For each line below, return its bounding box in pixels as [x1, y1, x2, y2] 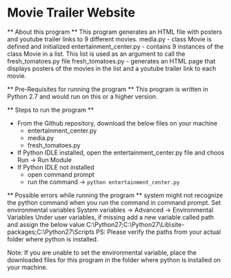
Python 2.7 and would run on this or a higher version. [7, 92, 158, 101]
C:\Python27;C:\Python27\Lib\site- [86, 220, 185, 228]
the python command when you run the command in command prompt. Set [7, 198, 221, 206]
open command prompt [27, 170, 94, 179]
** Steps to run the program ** [7, 106, 94, 114]
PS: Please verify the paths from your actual [95, 228, 221, 236]
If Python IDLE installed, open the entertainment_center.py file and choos [17, 148, 225, 157]
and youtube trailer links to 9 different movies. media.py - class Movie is [7, 34, 212, 43]
